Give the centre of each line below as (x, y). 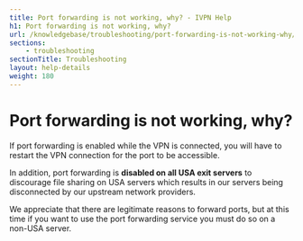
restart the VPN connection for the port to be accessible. (115, 155)
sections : (28, 43)
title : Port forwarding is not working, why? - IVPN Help (120, 18)
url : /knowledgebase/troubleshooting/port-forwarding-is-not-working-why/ (153, 34)
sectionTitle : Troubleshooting (68, 59)
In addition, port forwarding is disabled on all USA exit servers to (131, 173)
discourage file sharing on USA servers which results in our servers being (147, 182)
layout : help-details (50, 68)
